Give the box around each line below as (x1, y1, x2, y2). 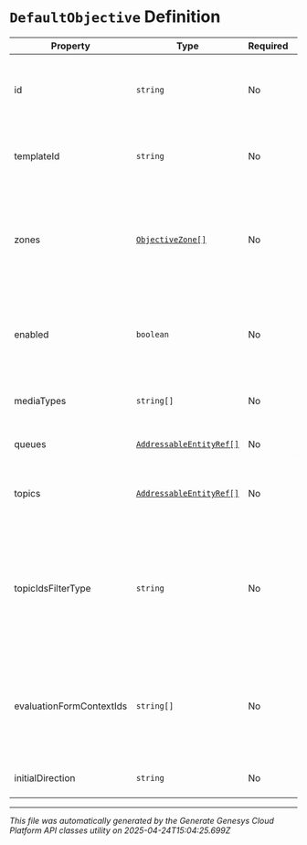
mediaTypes (14, 394, 67, 407)
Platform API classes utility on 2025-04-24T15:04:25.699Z (9, 825, 231, 836)
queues (14, 437, 47, 450)
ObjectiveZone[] (135, 234, 207, 244)
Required (248, 39, 289, 52)
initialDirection (14, 771, 76, 784)
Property (50, 39, 91, 52)
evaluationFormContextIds (14, 700, 128, 712)
